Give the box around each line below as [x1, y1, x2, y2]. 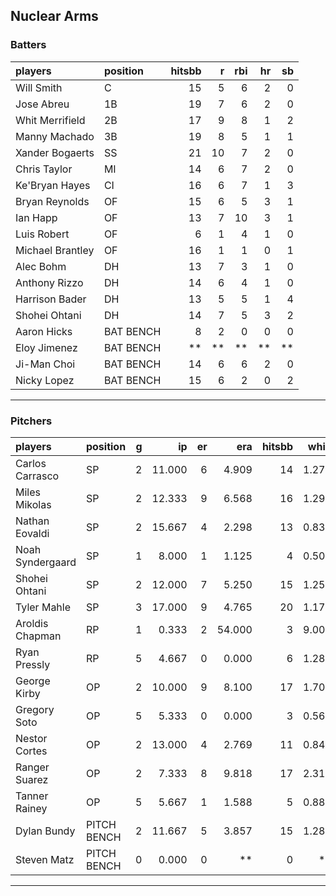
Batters [10, 38, 47, 52]
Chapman [15, 629, 62, 643]
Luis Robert [15, 227, 70, 241]
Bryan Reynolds [15, 194, 90, 208]
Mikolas [15, 497, 52, 511]
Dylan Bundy [15, 824, 76, 838]
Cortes [15, 744, 48, 758]
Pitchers [10, 414, 53, 428]
